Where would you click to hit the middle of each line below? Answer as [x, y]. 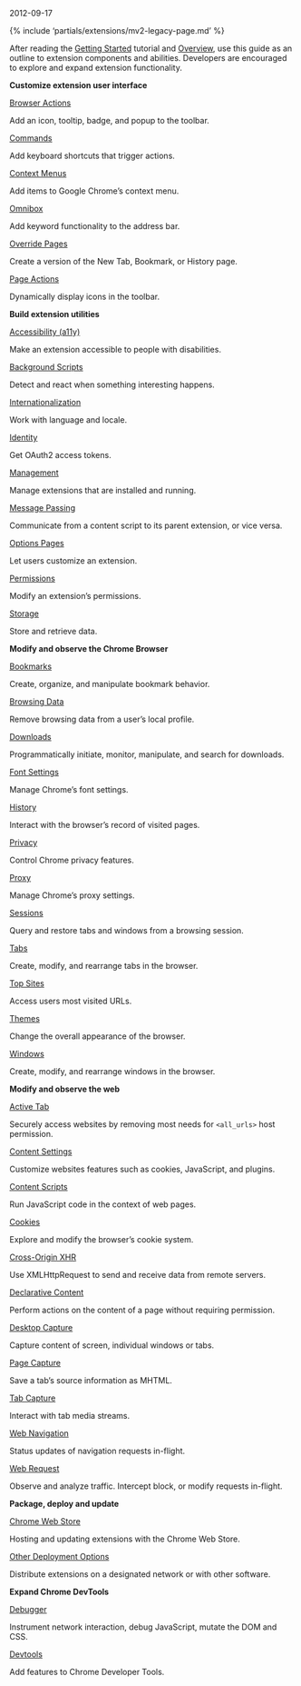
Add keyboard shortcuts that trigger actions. [92, 155]
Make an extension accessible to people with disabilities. [116, 349]
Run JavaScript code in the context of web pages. [103, 1204]
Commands [31, 138]
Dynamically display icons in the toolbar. [85, 296]
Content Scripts [39, 1187]
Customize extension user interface [78, 85]
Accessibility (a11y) [45, 332]
